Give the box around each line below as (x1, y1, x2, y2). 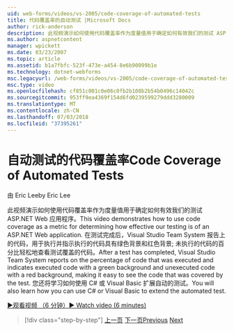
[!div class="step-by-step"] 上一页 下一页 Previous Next (24, 316, 183, 324)
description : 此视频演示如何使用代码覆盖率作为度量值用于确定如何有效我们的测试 (7, 29, 214, 37)
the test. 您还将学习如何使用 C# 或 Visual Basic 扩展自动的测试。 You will (7, 279, 214, 287)
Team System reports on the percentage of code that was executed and (7, 256, 214, 264)
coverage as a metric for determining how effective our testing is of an (7, 223, 210, 231)
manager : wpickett (7, 42, 61, 49)
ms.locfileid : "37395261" (7, 120, 82, 127)
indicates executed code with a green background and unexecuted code (7, 264, 216, 272)
